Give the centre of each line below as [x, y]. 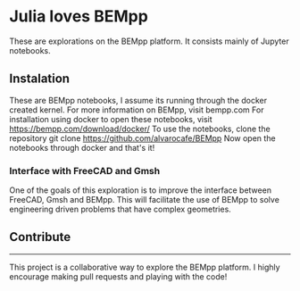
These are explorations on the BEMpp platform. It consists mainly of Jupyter [149, 41]
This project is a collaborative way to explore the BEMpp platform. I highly [145, 267]
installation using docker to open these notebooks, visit [111, 119]
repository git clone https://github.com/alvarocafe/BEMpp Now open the [142, 138]
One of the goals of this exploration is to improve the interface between [141, 190]
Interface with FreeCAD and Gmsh [85, 170]
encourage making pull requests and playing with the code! [118, 276]
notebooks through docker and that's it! [82, 147]
